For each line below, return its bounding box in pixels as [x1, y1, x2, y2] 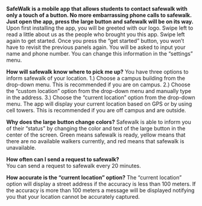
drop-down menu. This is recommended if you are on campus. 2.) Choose [6, 81, 191, 88]
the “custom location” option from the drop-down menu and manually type [6, 88, 192, 94]
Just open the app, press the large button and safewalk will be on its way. [6, 18, 194, 25]
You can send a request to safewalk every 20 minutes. [6, 163, 142, 169]
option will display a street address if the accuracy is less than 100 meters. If [6, 181, 196, 187]
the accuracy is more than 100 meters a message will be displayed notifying [6, 187, 195, 194]
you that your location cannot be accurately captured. [6, 193, 140, 200]
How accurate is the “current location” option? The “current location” [6, 174, 182, 181]
